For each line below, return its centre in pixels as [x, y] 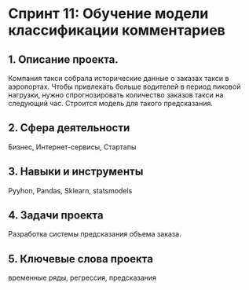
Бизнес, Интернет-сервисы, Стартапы [72, 147]
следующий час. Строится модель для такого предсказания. [111, 103]
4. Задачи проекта [56, 216]
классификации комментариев [117, 30]
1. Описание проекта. [64, 59]
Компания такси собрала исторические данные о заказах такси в [119, 78]
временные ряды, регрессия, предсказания [82, 278]
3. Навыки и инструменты [76, 172]
